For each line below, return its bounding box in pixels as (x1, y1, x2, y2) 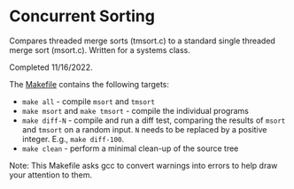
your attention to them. (9, 170, 93, 180)
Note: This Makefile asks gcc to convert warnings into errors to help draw (9, 160, 278, 170)
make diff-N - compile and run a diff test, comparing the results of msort (21, 115, 286, 125)
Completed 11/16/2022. (9, 62, 93, 72)
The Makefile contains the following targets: (9, 79, 170, 89)
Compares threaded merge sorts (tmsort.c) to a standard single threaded (9, 35, 276, 46)
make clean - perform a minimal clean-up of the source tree (21, 143, 239, 154)
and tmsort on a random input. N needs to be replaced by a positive (21, 124, 267, 134)
